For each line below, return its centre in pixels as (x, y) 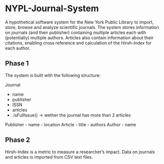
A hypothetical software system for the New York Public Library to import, (80, 22)
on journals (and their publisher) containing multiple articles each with (76, 32)
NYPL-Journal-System (52, 9)
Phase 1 (17, 63)
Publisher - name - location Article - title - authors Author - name (70, 124)
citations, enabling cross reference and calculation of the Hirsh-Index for (78, 43)
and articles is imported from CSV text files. (49, 157)
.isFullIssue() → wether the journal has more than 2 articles (71, 115)
